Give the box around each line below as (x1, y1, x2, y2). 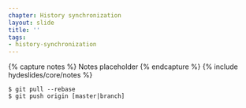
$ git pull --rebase (8, 85, 76, 94)
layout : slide (8, 19, 55, 27)
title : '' (8, 26, 41, 34)
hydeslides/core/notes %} (8, 70, 93, 80)
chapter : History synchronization (8, 11, 122, 20)
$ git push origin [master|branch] (8, 92, 125, 100)
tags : (8, 33, 26, 41)
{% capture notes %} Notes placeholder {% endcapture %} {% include (8, 62, 238, 71)
